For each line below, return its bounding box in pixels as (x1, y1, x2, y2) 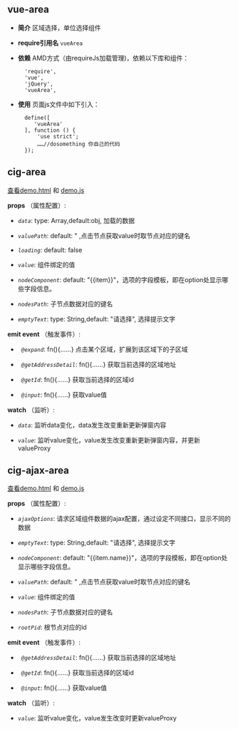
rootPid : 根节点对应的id (17, 623, 87, 631)
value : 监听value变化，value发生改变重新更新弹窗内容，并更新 (17, 435, 201, 444)
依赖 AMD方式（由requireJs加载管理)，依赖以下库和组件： (17, 53, 190, 62)
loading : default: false (17, 245, 83, 254)
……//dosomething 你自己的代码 (36, 140, 120, 148)
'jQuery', (24, 80, 53, 88)
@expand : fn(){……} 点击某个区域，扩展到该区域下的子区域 (21, 345, 188, 353)
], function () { (24, 126, 76, 134)
